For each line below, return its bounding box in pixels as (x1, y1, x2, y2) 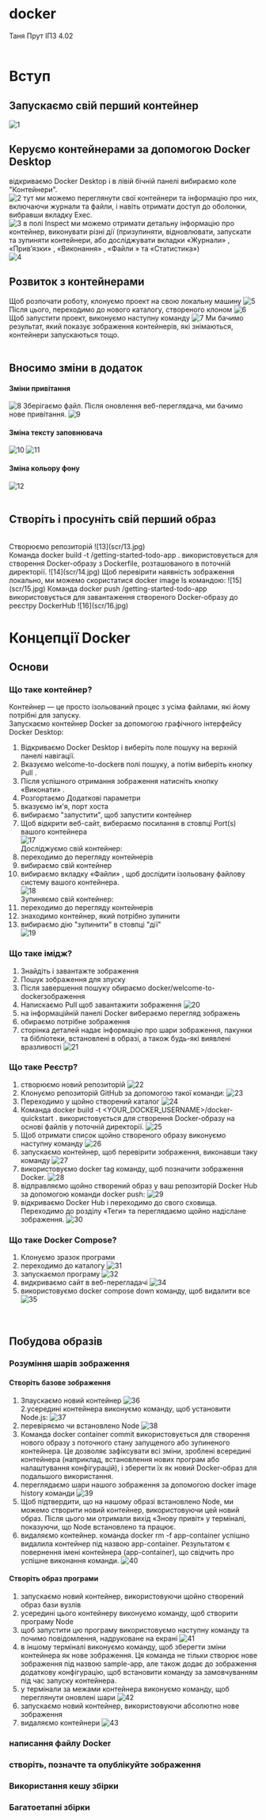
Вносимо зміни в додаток (9, 361, 143, 374)
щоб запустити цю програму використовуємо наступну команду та (20, 1625, 249, 1634)
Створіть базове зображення (9, 1378, 112, 1388)
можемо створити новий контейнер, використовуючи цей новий (20, 1505, 240, 1515)
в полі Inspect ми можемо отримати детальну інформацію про (23, 218, 235, 228)
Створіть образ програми (9, 1574, 99, 1584)
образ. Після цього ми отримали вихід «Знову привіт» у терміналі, (20, 1513, 246, 1523)
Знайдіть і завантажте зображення (20, 966, 139, 976)
